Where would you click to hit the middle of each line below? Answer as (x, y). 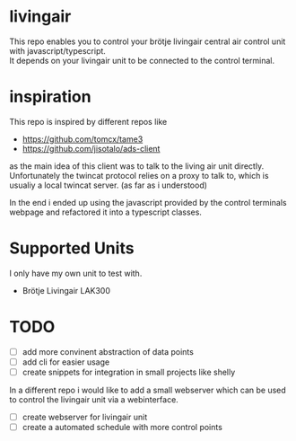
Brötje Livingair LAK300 (66, 290)
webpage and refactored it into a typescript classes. (105, 212)
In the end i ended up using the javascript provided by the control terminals (148, 202)
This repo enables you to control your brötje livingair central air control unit (148, 41)
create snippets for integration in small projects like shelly (129, 372)
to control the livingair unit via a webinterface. (94, 399)
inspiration (50, 97)
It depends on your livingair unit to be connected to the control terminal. (142, 60)
